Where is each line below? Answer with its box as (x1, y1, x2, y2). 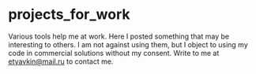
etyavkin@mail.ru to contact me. (8, 57, 114, 66)
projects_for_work (8, 6, 130, 24)
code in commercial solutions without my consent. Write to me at (8, 48, 220, 57)
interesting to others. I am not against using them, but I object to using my (8, 39, 249, 49)
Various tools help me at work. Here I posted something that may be (8, 31, 230, 41)
